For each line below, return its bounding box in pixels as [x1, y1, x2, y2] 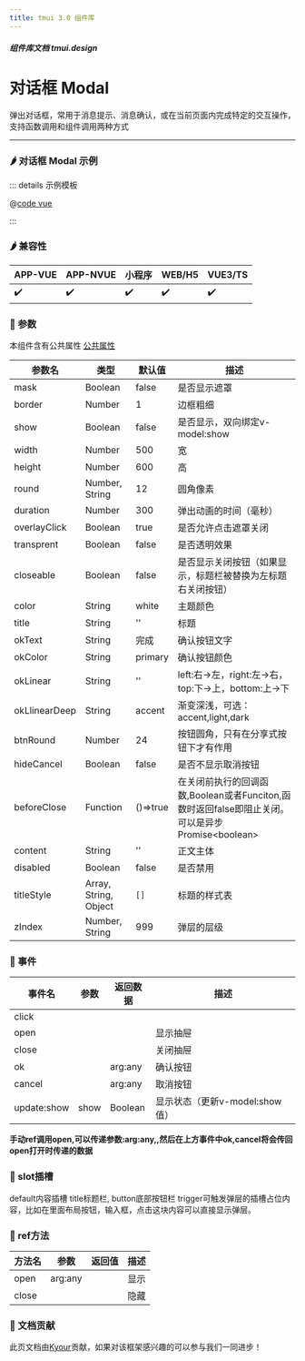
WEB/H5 [161, 268, 200, 280]
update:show [14, 1102, 70, 1114]
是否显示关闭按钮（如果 [177, 556, 279, 569]
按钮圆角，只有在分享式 [177, 727, 279, 740]
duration [14, 504, 50, 517]
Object [84, 900, 113, 913]
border [14, 398, 44, 411]
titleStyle [14, 889, 52, 901]
